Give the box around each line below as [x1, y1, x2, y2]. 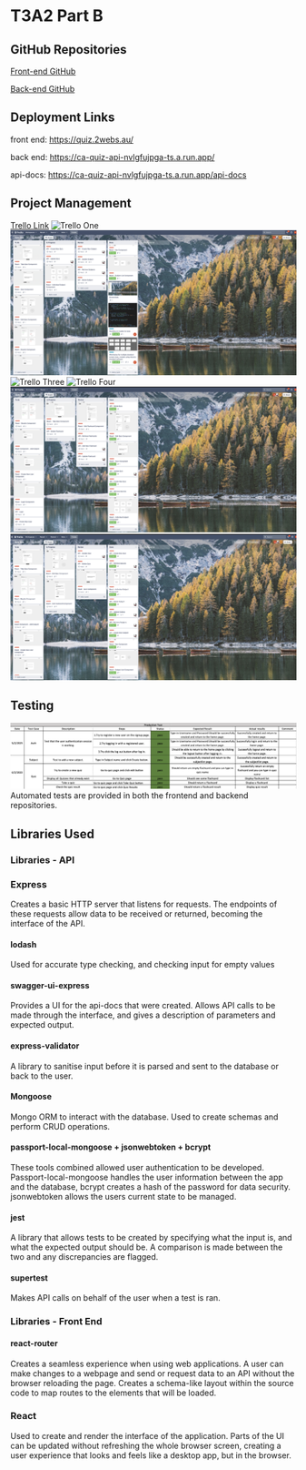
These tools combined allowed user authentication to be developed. [10, 1162, 264, 1172]
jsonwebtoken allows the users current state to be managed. [10, 1191, 237, 1201]
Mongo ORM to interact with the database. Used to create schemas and [10, 1111, 279, 1122]
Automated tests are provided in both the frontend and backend [10, 790, 249, 801]
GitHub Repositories [10, 42, 127, 57]
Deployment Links [10, 110, 115, 126]
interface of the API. [10, 917, 85, 928]
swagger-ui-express [10, 979, 90, 990]
